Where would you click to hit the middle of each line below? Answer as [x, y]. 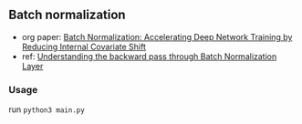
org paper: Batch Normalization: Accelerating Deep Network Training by [157, 36]
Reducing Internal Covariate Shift [84, 46]
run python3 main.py [47, 109]
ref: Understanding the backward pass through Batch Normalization [149, 56]
